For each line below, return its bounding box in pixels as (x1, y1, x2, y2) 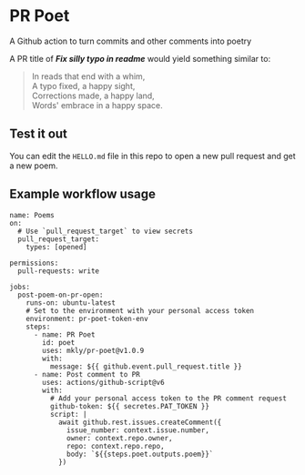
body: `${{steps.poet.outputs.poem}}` (66, 450, 214, 459)
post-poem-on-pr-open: (17, 290, 104, 299)
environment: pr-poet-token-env (25, 314, 148, 323)
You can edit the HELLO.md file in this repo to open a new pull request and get (9, 150, 296, 161)
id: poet (42, 338, 76, 347)
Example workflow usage (9, 187, 157, 202)
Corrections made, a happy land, (31, 90, 155, 101)
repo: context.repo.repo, (66, 441, 166, 450)
